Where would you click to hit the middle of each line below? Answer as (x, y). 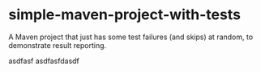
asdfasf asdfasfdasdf (44, 61)
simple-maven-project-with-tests (125, 15)
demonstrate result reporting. (58, 45)
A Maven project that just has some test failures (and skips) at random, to (131, 37)
